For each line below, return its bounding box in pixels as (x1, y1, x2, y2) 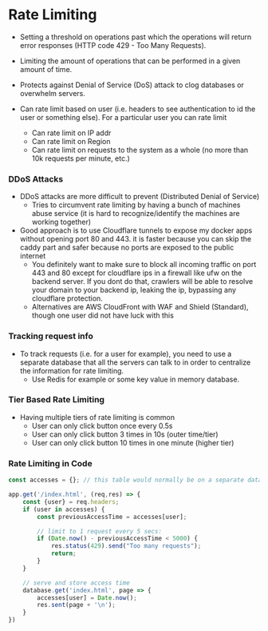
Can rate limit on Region (31, 136, 111, 146)
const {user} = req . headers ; (22, 497, 120, 505)
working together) (31, 218, 92, 227)
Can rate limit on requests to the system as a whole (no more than (31, 145, 249, 154)
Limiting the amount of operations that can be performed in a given (19, 56, 241, 66)
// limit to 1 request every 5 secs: (37, 527, 162, 535)
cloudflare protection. (31, 294, 104, 303)
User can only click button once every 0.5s (31, 421, 173, 430)
